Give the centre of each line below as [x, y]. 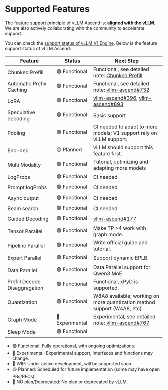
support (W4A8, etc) [118, 308]
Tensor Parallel [25, 231]
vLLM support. [110, 139]
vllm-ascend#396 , [116, 98]
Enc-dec [18, 150]
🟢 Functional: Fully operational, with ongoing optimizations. [74, 346]
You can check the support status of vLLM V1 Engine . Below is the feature [81, 43]
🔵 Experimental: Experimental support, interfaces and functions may [83, 353]
